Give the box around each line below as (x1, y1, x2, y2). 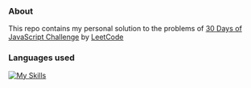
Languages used (8, 52, 75, 63)
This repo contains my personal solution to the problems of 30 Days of (8, 24, 243, 34)
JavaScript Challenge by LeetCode (8, 32, 124, 42)
